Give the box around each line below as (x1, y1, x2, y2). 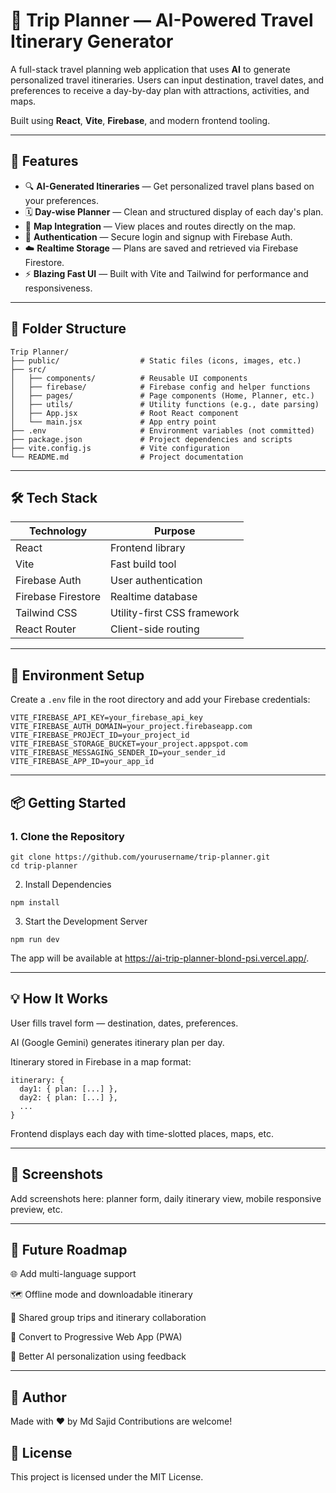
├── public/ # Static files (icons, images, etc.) (10, 355, 302, 366)
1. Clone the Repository (10, 829, 125, 843)
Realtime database (110, 590, 198, 604)
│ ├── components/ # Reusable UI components (10, 373, 248, 383)
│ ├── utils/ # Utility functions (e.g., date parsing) (10, 399, 320, 409)
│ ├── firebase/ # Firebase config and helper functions (10, 382, 311, 392)
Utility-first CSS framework (110, 606, 240, 620)
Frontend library (110, 541, 186, 555)
